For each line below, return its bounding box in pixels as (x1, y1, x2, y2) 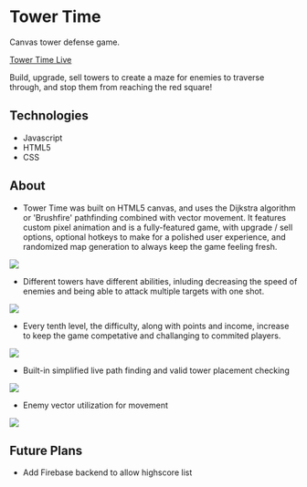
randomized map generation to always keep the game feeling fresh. (22, 241, 278, 252)
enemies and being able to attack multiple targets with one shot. (22, 285, 265, 296)
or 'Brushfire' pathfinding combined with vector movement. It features (22, 212, 286, 223)
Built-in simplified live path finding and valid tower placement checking (22, 365, 290, 376)
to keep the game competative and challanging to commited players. (22, 330, 281, 341)
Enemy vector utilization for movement (22, 399, 169, 410)
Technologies (9, 108, 90, 124)
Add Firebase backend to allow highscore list (22, 467, 193, 478)
